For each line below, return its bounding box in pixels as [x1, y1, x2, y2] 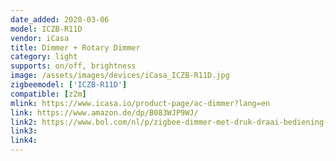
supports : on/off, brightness [10, 61, 137, 71]
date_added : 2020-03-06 [10, 14, 110, 25]
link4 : [10, 136, 38, 146]
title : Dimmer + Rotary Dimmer [10, 42, 141, 53]
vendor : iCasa [10, 33, 70, 43]
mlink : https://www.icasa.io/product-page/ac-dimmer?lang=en [10, 98, 271, 108]
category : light [10, 52, 78, 62]
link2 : [10, 117, 38, 127]
